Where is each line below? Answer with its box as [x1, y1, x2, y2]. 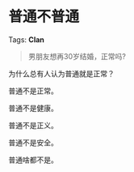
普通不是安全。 [8, 137, 58, 147]
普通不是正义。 [8, 120, 58, 130]
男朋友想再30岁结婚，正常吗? [27, 51, 127, 61]
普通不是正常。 [8, 86, 58, 96]
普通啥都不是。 [8, 155, 58, 165]
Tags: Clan [8, 34, 44, 45]
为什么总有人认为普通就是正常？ [8, 68, 115, 78]
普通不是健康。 [8, 103, 58, 113]
